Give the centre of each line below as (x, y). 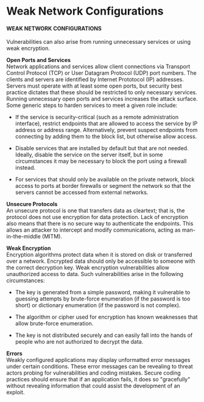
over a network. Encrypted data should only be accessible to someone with (101, 261)
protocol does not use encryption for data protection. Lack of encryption (97, 217)
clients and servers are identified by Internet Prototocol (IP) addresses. (95, 80)
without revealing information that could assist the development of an (93, 386)
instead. (25, 168)
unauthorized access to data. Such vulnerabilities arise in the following (95, 274)
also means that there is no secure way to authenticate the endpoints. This (100, 224)
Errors (14, 353)
